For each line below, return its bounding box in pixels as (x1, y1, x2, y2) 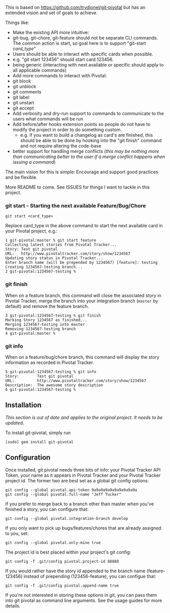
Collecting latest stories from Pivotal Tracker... (5, 242, 117, 248)
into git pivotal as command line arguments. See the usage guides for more (5, 597, 162, 603)
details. (5, 602, 21, 609)
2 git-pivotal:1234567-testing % (5, 269, 76, 274)
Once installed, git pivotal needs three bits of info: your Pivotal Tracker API (5, 467, 161, 473)
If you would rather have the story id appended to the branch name (5, 568, 146, 574)
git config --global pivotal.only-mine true (5, 540, 101, 545)
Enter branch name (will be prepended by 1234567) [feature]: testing (5, 260, 158, 265)
